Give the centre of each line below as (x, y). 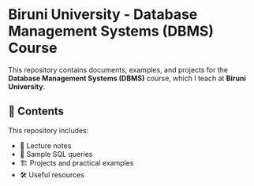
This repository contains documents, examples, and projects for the (118, 69)
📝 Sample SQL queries (56, 154)
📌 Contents (36, 112)
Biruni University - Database (103, 15)
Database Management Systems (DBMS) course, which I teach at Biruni (127, 78)
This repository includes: (49, 130)
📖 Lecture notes (45, 145)
